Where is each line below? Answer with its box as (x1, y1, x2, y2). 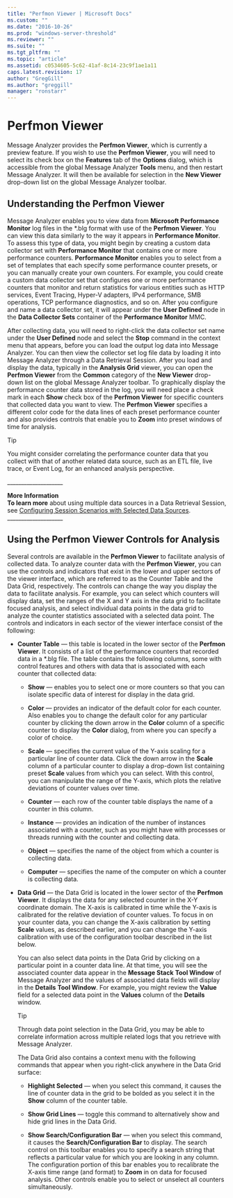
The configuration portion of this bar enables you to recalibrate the (27, 1160, 219, 1169)
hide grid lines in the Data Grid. (27, 1117, 117, 1126)
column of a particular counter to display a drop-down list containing (27, 761, 225, 770)
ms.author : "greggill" (7, 81, 73, 88)
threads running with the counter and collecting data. (27, 833, 180, 841)
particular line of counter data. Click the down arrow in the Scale (27, 754, 214, 763)
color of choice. (27, 733, 73, 742)
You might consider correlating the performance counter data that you (7, 449, 209, 458)
